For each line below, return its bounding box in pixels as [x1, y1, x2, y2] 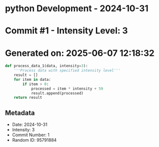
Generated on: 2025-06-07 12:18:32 [5, 47, 155, 58]
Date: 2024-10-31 [12, 122, 48, 128]
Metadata [5, 109, 35, 117]
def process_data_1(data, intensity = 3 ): [5, 64, 88, 69]
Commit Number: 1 [12, 132, 50, 138]
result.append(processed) [31, 91, 84, 95]
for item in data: [14, 77, 51, 82]
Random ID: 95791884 [12, 137, 57, 143]
